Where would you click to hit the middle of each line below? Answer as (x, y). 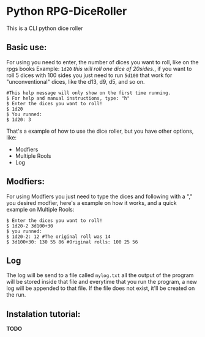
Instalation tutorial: (43, 314)
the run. (16, 295)
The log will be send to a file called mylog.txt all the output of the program (100, 275)
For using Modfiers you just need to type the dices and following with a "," (99, 196)
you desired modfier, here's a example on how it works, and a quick (92, 202)
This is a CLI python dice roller (45, 28)
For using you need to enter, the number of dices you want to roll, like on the (102, 62)
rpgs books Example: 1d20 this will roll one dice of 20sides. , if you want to (99, 69)
